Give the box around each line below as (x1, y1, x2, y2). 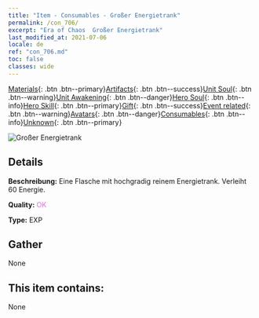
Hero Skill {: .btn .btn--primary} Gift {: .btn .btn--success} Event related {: (23, 101, 251, 110)
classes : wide (8, 63, 55, 71)
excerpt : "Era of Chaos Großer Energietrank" (8, 26, 163, 34)
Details (8, 155, 43, 169)
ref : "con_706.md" (8, 48, 68, 56)
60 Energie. (8, 185, 46, 194)
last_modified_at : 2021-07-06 (8, 33, 108, 42)
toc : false (8, 56, 44, 64)
